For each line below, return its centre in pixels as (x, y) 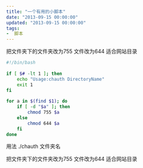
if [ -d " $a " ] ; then (43, 107)
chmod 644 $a (44, 123)
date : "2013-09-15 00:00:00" (42, 17)
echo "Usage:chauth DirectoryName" (61, 79)
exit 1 (25, 85)
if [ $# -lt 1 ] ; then (34, 74)
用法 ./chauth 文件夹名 (34, 147)
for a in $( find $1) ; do (37, 102)
